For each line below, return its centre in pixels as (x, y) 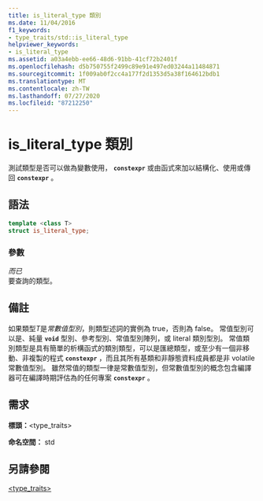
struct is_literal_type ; (49, 230)
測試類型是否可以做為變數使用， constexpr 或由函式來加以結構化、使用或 (126, 168)
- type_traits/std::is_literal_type (68, 37)
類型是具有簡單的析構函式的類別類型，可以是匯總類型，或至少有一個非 (128, 348)
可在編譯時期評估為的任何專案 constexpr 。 (85, 378)
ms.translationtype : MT (47, 81)
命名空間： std (31, 442)
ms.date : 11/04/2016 (42, 23)
